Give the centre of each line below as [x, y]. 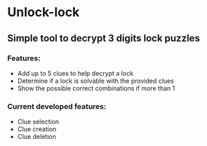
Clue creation [37, 129]
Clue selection [38, 122]
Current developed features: [57, 106]
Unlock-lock [44, 12]
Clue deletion [36, 137]
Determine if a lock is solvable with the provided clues [95, 81]
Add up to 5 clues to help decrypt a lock [75, 73]
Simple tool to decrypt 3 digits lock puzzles [103, 38]
